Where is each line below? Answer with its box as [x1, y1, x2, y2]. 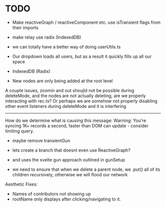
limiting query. [5, 128, 34, 134]
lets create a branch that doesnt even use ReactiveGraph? [12, 147, 131, 153]
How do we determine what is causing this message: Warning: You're [5, 117, 147, 123]
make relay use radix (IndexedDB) [12, 34, 82, 40]
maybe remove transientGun [12, 137, 71, 144]
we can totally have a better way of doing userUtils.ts [12, 44, 121, 50]
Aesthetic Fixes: [5, 181, 38, 187]
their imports [12, 24, 39, 30]
